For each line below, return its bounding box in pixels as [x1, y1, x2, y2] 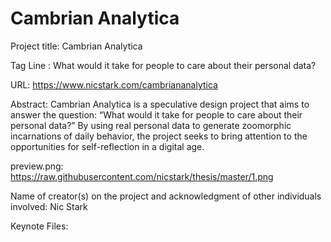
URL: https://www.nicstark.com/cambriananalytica [10, 78, 218, 91]
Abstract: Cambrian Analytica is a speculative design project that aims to [10, 98, 310, 110]
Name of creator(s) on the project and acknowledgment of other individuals [10, 190, 322, 202]
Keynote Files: [10, 220, 69, 232]
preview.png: [10, 160, 64, 172]
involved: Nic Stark [10, 200, 88, 212]
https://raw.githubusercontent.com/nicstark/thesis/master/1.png [10, 170, 274, 182]
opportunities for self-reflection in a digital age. [10, 140, 205, 152]
